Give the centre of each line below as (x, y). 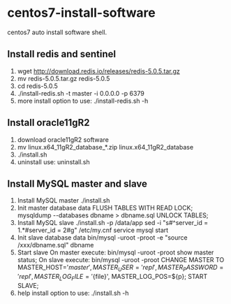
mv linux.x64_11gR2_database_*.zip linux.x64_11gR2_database (105, 147)
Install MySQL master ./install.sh (64, 201)
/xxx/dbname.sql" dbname (55, 245)
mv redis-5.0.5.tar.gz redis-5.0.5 (64, 78)
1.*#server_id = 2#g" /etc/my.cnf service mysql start (93, 230)
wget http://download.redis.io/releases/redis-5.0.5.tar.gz (98, 71)
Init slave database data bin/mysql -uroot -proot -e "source (102, 238)
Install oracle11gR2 (49, 123)
